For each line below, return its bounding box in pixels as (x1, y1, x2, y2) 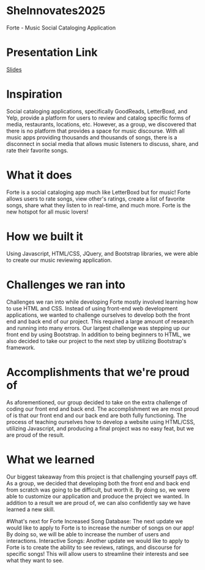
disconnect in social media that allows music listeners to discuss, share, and (6, 140, 199, 147)
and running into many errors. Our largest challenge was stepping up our (6, 324, 190, 331)
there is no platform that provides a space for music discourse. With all (6, 127, 185, 134)
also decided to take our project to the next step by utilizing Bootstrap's (6, 337, 187, 344)
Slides (6, 66, 22, 73)
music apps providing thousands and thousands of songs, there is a (6, 133, 177, 141)
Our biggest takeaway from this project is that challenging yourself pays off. (6, 473, 198, 480)
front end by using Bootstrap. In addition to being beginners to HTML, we (6, 331, 191, 338)
